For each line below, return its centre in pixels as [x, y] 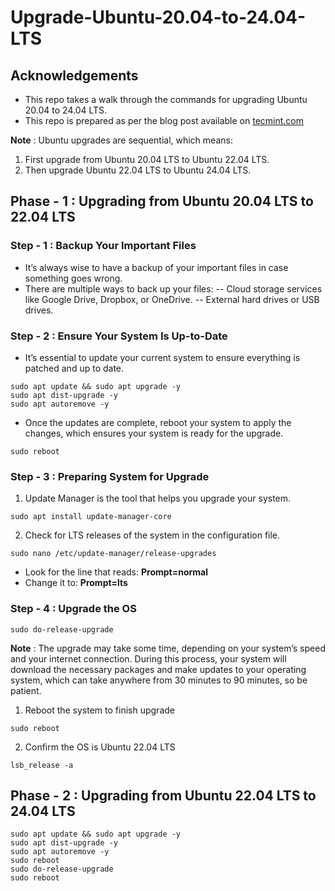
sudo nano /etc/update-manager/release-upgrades [113, 554]
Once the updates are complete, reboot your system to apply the [158, 422]
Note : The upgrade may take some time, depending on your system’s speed [168, 648]
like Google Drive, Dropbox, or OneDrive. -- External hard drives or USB [172, 299]
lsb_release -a [42, 765]
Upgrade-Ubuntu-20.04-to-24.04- [158, 17]
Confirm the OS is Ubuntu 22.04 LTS [100, 747]
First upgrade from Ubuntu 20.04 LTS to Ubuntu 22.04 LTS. [147, 159]
